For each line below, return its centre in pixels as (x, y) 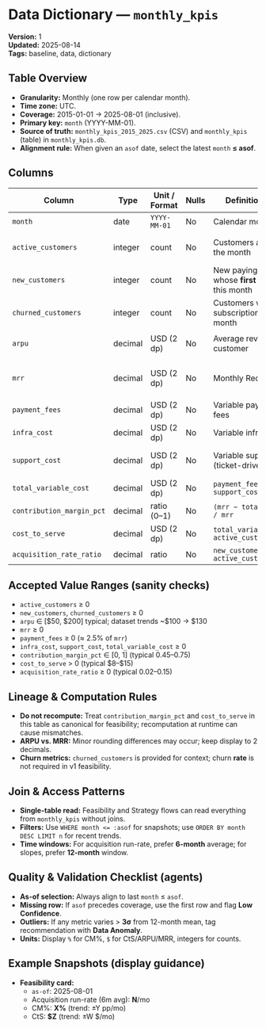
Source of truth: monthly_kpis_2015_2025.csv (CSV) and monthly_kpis (133, 131)
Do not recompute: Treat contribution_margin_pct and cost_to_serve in (137, 716)
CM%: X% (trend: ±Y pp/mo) (79, 1007)
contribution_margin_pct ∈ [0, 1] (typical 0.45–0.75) (105, 655)
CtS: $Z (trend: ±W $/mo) (73, 1016)
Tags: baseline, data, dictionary (60, 53)
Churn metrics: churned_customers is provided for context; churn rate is (137, 758)
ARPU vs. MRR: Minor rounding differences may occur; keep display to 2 (139, 741)
